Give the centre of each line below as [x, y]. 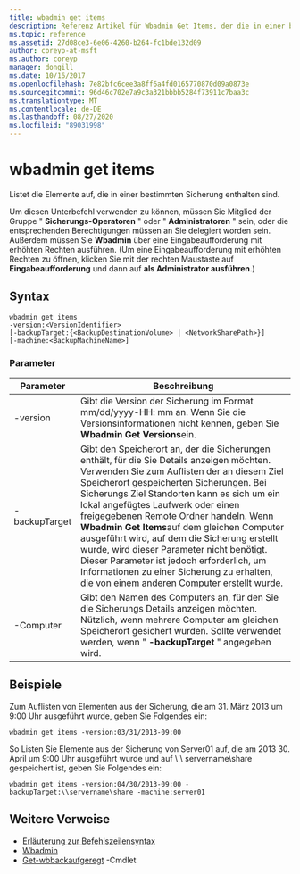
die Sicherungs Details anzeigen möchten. [168, 609]
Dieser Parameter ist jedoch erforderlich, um [173, 561]
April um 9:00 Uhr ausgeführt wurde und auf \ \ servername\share [131, 758]
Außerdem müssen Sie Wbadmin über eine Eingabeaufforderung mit [136, 240]
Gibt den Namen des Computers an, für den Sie [179, 597]
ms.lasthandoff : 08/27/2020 [62, 117]
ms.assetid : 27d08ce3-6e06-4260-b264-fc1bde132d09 [105, 42]
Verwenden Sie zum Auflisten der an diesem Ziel [182, 471]
